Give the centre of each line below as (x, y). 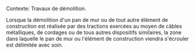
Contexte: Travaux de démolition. (46, 9)
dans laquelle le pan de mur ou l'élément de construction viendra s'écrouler (97, 39)
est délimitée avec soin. (35, 45)
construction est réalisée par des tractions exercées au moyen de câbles (94, 26)
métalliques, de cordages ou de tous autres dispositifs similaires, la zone (94, 32)
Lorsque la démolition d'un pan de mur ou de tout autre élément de (87, 20)
